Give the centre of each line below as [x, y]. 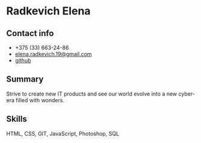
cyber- [187, 94]
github [23, 60]
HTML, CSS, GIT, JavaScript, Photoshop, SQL [63, 133]
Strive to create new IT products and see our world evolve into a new [92, 94]
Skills [17, 119]
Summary [25, 79]
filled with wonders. [40, 100]
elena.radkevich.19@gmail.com [53, 54]
